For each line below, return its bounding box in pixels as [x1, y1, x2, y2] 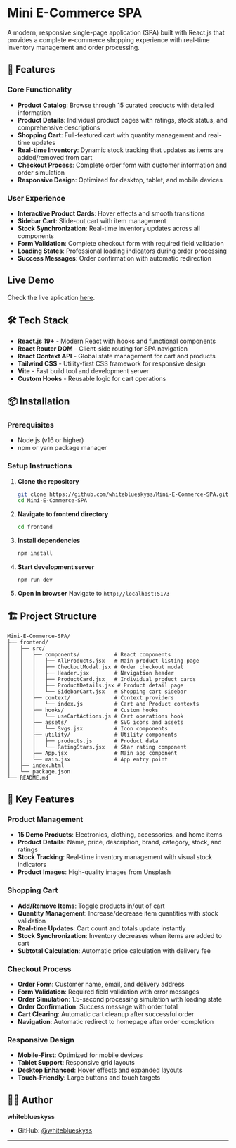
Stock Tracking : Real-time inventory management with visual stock [17, 853, 213, 861]
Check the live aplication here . [7, 293, 96, 301]
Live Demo [7, 275, 55, 287]
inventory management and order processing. [7, 43, 140, 51]
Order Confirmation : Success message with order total [17, 1002, 178, 1011]
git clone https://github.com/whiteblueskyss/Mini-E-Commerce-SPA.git [17, 491, 229, 498]
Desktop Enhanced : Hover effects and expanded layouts [17, 1066, 183, 1075]
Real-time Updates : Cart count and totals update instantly [17, 924, 186, 932]
